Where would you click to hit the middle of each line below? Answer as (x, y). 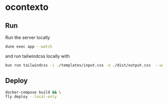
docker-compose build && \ (33, 92)
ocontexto (27, 7)
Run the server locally (27, 37)
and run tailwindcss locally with (37, 56)
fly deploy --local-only (31, 97)
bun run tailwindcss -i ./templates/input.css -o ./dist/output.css (78, 65)
